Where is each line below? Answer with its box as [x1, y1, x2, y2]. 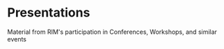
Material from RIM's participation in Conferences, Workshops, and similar [7, 28, 218, 36]
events [7, 35, 26, 43]
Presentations [7, 5, 90, 21]
